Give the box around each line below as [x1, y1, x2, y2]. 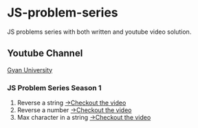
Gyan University [7, 65, 53, 74]
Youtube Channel [7, 47, 83, 59]
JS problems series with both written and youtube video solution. [7, 28, 192, 36]
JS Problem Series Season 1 [7, 83, 102, 92]
